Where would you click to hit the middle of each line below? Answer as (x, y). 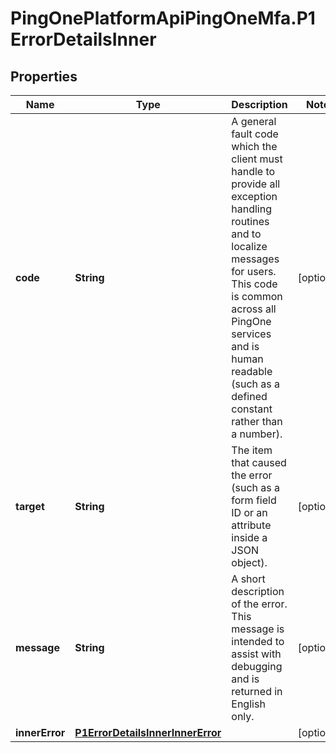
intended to (258, 641)
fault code (255, 134)
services (251, 334)
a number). (257, 434)
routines (250, 221)
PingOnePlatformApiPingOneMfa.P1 (163, 18)
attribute (251, 525)
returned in (257, 691)
